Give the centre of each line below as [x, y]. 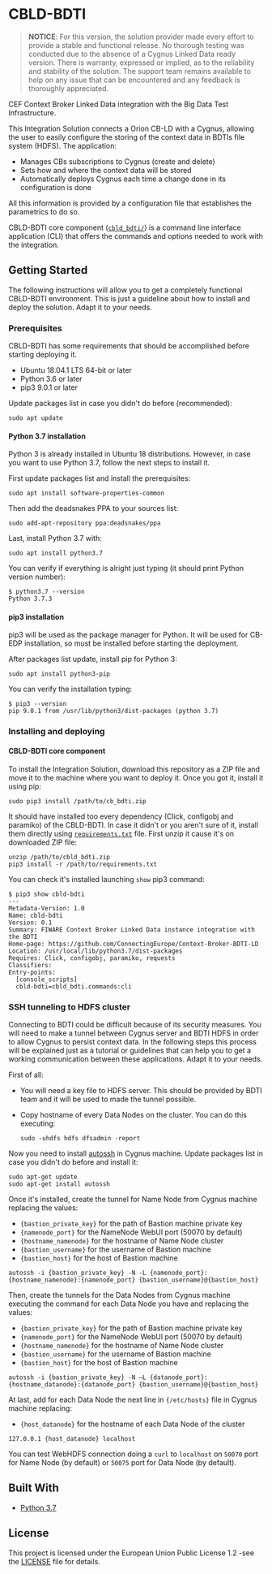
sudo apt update [36, 418]
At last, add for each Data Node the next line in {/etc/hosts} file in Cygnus [133, 1399]
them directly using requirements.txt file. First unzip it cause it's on [121, 833]
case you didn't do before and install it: [74, 1161]
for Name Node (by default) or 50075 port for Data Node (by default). [123, 1462]
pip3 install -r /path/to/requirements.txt [83, 864]
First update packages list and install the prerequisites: [100, 478]
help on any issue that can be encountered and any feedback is [134, 80]
